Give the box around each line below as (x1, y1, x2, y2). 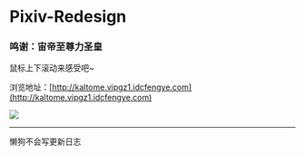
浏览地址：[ (9, 82, 53, 92)
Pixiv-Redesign (9, 6, 127, 27)
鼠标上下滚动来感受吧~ (9, 63, 95, 73)
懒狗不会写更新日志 (9, 136, 82, 147)
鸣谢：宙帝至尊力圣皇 (9, 41, 103, 53)
